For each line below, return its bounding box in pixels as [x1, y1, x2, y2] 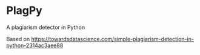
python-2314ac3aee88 [6, 42, 64, 49]
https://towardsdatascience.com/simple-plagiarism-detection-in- [31, 35, 194, 42]
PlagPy [6, 4, 42, 18]
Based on [6, 35, 30, 42]
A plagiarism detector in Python [6, 24, 85, 31]
